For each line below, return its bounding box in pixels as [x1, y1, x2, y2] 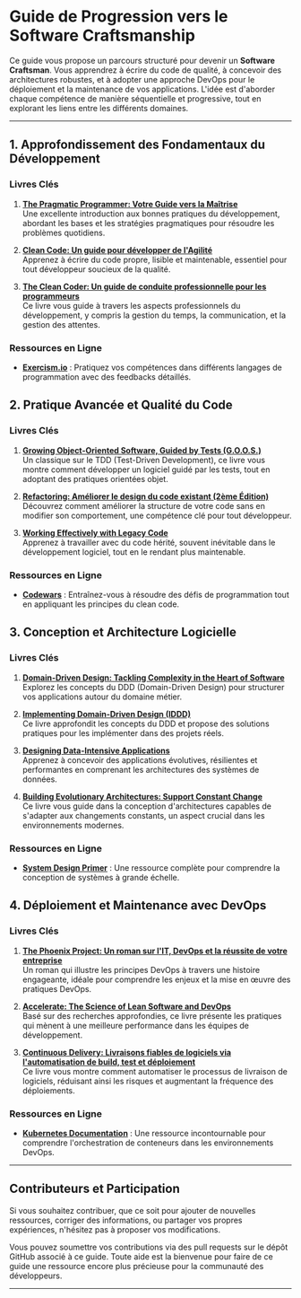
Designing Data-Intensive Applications [21, 745, 170, 756]
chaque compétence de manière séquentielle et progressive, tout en [9, 92, 262, 104]
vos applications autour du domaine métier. [21, 691, 182, 702]
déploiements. [21, 1084, 76, 1096]
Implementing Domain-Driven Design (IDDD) [21, 708, 191, 719]
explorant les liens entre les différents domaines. [9, 102, 189, 113]
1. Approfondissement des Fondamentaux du [9, 137, 266, 153]
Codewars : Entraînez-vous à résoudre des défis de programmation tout [21, 589, 289, 600]
